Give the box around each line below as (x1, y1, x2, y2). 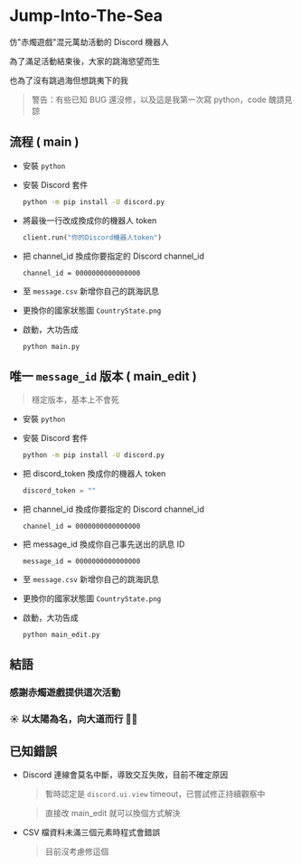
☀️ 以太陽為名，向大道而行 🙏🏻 (9, 713, 138, 726)
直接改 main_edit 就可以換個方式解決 (44, 808, 181, 819)
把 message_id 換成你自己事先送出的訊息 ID (22, 539, 185, 550)
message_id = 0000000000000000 (22, 557, 141, 566)
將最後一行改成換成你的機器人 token (22, 214, 157, 226)
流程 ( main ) (9, 135, 80, 150)
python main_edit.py (22, 630, 100, 640)
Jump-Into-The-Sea (9, 5, 163, 26)
